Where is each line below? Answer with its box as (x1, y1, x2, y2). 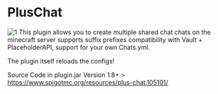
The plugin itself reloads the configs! (7, 56, 115, 65)
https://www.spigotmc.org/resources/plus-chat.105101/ (7, 78, 168, 86)
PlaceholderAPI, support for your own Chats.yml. (7, 43, 151, 51)
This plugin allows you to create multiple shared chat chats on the (18, 28, 211, 36)
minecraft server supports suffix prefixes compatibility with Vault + (7, 35, 203, 43)
